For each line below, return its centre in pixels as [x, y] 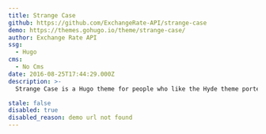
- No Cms [30, 67]
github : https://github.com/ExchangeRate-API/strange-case [108, 23]
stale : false [30, 103]
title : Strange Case [42, 15]
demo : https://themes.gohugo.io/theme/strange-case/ [97, 30]
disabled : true [33, 110]
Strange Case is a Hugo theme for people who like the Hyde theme [127, 89]
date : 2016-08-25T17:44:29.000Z [61, 74]
